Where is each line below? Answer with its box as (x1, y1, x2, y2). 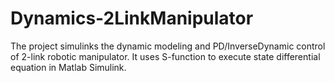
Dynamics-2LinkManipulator (10, 7, 254, 30)
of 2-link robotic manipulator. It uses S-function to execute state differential (10, 50, 321, 62)
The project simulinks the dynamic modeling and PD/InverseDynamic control (10, 40, 326, 52)
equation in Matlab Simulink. (10, 61, 127, 73)
